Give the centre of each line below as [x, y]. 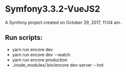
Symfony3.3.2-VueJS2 [53, 9]
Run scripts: [24, 38]
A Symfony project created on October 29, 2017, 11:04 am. [63, 22]
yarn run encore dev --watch [41, 54]
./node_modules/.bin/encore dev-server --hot [58, 65]
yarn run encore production [40, 60]
